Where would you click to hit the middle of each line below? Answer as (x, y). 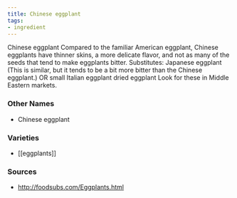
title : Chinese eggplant (44, 14)
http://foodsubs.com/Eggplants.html (71, 187)
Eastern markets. (32, 85)
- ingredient (27, 27)
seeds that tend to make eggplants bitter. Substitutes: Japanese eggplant (115, 63)
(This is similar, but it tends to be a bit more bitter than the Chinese (105, 70)
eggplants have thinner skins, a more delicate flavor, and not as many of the (118, 55)
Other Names (31, 104)
